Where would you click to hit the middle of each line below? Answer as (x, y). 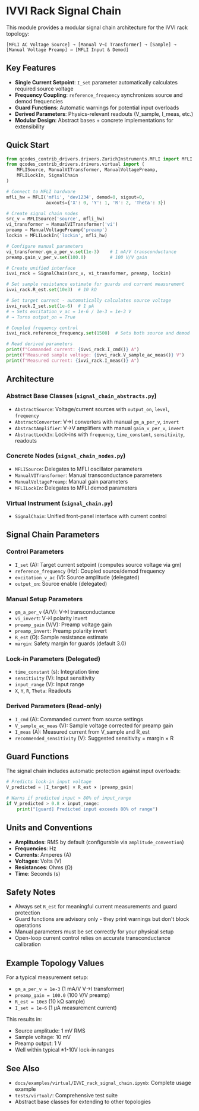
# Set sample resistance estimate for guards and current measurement (95, 284)
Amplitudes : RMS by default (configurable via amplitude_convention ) (99, 842)
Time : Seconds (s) (37, 873)
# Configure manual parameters (45, 246)
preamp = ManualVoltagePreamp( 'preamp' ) (57, 230)
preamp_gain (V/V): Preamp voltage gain (63, 624)
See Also (23, 1069)
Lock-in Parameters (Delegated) (53, 659)
